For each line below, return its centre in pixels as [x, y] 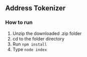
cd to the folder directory [38, 38]
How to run [19, 22]
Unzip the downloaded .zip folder [47, 33]
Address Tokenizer [35, 8]
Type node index [30, 49]
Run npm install [30, 44]
